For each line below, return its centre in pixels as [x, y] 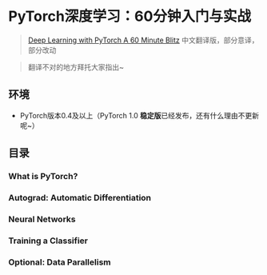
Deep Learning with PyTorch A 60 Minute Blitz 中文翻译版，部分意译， [143, 40]
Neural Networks [42, 219]
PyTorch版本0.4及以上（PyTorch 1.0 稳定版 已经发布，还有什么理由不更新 [139, 115]
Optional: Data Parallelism [60, 262]
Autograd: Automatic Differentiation [80, 197]
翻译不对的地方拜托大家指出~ [76, 67]
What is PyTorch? [43, 177]
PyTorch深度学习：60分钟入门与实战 [130, 16]
